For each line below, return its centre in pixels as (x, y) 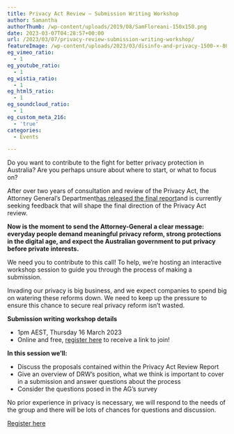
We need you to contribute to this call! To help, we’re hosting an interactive (114, 263)
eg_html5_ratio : (31, 91)
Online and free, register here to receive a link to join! (94, 340)
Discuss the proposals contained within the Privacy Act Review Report (118, 367)
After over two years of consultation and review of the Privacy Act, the (108, 191)
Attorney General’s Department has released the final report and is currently (115, 199)
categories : (24, 130)
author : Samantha (32, 20)
